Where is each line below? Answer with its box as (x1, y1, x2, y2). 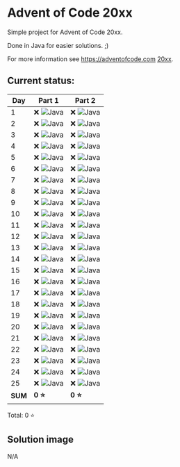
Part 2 (75, 95, 96, 105)
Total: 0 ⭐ (7, 411, 35, 419)
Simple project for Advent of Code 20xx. (7, 28, 123, 36)
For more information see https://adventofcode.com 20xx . (7, 54, 174, 63)
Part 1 (38, 95, 59, 105)
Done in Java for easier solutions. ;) (7, 41, 109, 49)
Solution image (7, 434, 74, 445)
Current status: (7, 75, 75, 87)
